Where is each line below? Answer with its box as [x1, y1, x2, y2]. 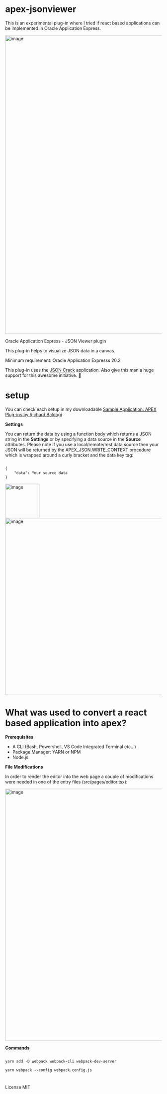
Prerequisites [5, 734, 34, 740]
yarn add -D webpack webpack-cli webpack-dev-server [5, 1059, 117, 1064]
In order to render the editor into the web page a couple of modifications [5, 774, 154, 780]
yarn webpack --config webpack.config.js [5, 1068, 92, 1073]
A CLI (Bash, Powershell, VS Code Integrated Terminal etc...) [12, 744, 137, 750]
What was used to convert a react [5, 707, 147, 718]
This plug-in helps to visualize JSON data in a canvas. [5, 347, 116, 353]
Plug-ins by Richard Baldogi [5, 411, 62, 417]
